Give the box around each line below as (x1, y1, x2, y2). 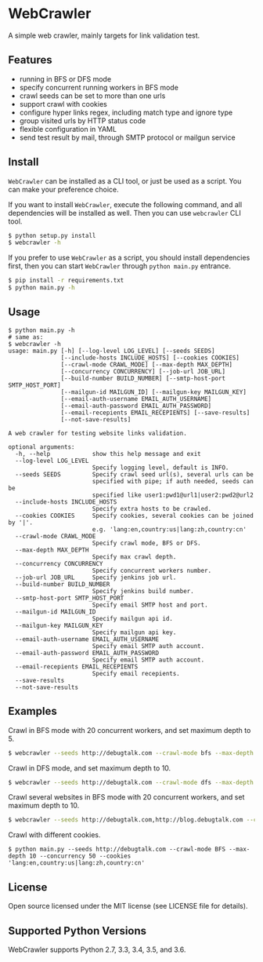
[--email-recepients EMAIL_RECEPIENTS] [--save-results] (60, 409, 250, 417)
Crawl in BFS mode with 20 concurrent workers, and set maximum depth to (8, 725, 251, 734)
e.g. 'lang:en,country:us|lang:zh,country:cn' (92, 525, 247, 534)
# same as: (8, 333, 44, 341)
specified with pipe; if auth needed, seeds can (92, 477, 254, 485)
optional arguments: (8, 443, 76, 451)
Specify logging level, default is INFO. (92, 464, 229, 472)
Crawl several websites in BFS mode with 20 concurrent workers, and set (8, 793, 245, 802)
